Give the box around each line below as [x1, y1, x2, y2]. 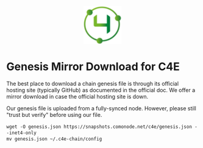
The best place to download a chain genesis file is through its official [6, 80, 179, 87]
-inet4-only [6, 130, 37, 136]
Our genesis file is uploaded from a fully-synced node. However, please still [6, 104, 196, 112]
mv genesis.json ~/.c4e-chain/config [6, 136, 102, 142]
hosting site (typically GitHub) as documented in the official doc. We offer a [6, 86, 196, 94]
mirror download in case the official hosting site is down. [6, 93, 149, 100]
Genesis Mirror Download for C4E [6, 60, 180, 74]
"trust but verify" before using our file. [6, 111, 102, 118]
